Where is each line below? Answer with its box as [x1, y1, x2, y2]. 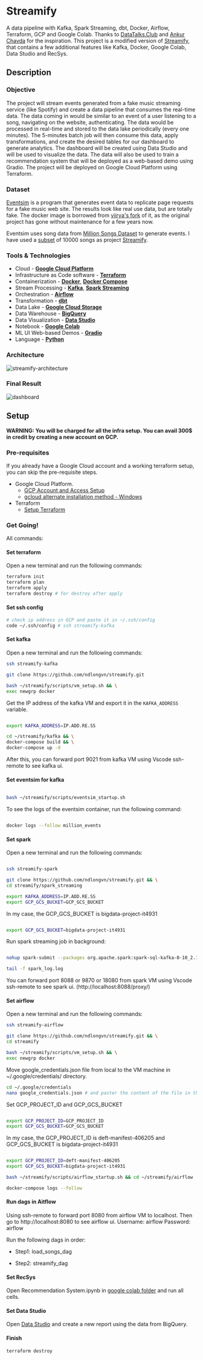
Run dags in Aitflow [6, 1198, 56, 1205]
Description [6, 68, 51, 78]
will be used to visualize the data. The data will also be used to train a [6, 151, 179, 158]
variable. [6, 705, 28, 713]
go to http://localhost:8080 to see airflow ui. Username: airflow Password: [6, 1218, 191, 1225]
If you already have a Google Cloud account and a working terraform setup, [6, 462, 195, 469]
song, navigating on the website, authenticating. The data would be [6, 118, 174, 126]
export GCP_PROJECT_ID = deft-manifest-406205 [6, 1158, 120, 1164]
